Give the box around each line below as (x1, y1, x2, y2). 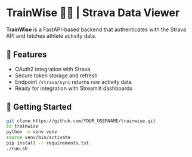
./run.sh (6, 146, 28, 152)
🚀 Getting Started (6, 102, 72, 112)
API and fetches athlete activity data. (6, 32, 97, 39)
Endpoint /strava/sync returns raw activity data (14, 78, 132, 85)
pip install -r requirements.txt (6, 140, 89, 146)
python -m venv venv (6, 129, 58, 135)
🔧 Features (6, 50, 47, 60)
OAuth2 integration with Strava (14, 65, 91, 73)
